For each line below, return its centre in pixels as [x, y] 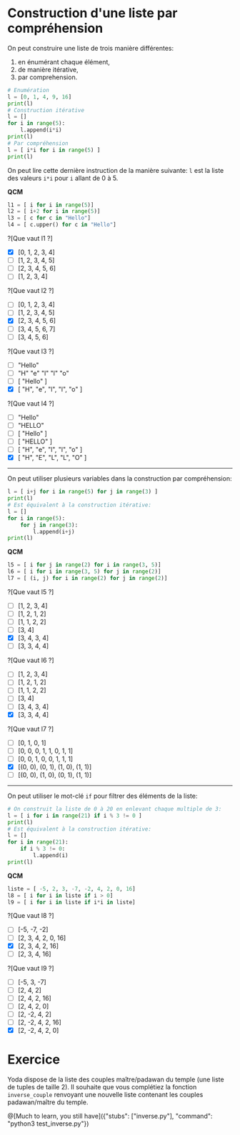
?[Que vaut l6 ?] [31, 660]
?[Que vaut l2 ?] [31, 291]
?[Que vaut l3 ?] [31, 351]
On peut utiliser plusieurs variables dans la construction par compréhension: [120, 479]
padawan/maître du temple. [48, 1102]
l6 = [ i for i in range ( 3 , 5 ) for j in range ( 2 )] [84, 572]
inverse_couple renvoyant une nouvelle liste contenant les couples [105, 1095]
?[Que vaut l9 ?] [31, 968]
